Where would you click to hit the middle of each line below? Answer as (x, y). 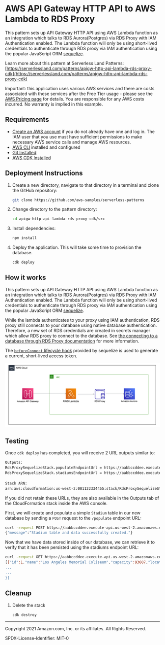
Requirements (27, 119)
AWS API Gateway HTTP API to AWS (80, 9)
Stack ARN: (16, 483)
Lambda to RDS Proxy (50, 19)
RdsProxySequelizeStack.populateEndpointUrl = (54, 468)
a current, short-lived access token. (41, 356)
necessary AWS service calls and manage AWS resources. (71, 142)
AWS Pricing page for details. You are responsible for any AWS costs (75, 99)
